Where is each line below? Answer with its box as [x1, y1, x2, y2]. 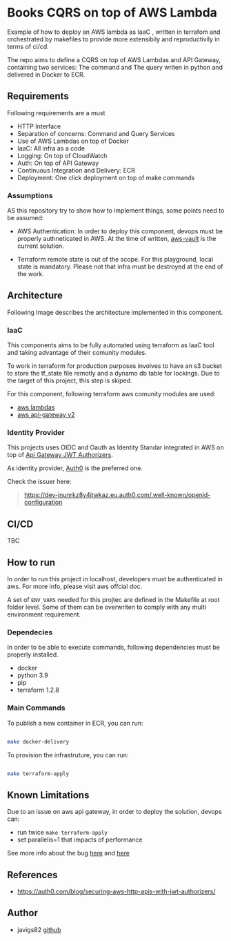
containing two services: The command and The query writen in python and [7, 63, 223, 71]
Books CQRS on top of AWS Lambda [7, 5, 217, 21]
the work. [17, 270, 45, 278]
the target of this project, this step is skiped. [7, 376, 132, 385]
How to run [7, 556, 56, 568]
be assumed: [7, 214, 44, 222]
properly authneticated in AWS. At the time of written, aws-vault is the [17, 235, 217, 243]
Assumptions [7, 191, 53, 200]
